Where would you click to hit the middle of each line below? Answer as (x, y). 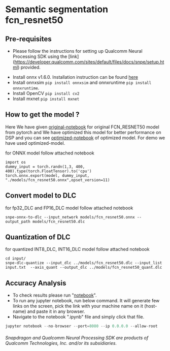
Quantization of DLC (38, 237)
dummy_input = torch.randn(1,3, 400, (45, 167)
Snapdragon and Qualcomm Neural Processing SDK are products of (77, 338)
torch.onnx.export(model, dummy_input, (47, 175)
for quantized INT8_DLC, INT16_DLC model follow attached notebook (77, 249)
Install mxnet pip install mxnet (46, 99)
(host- (150, 306)
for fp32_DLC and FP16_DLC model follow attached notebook (69, 208)
